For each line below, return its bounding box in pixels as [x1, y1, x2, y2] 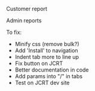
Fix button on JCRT [14, 60, 63, 67]
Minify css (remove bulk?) [14, 41, 79, 47]
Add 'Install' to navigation [14, 47, 78, 54]
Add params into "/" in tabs [14, 73, 83, 79]
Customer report [6, 5, 47, 12]
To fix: [6, 29, 22, 36]
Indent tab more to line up [14, 53, 79, 60]
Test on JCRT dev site [14, 79, 70, 86]
